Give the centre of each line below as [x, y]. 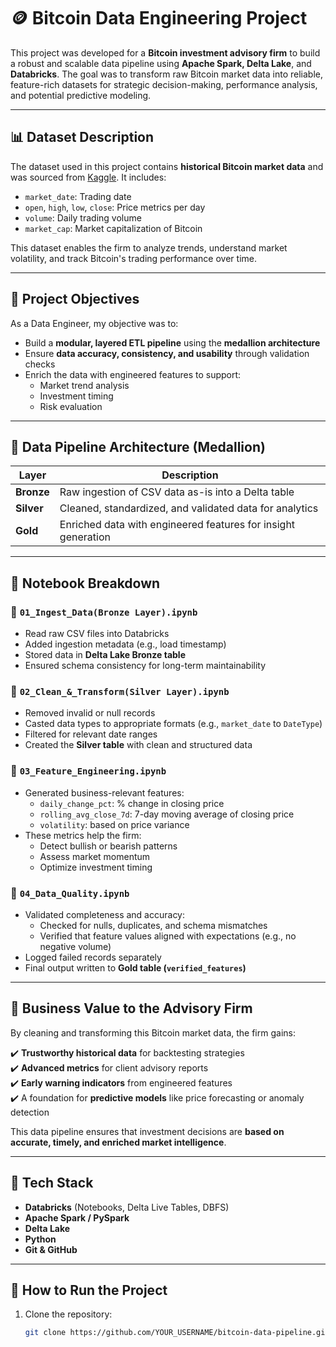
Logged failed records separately [93, 957]
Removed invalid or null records [90, 713]
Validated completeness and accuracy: [105, 914]
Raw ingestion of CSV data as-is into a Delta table [177, 492]
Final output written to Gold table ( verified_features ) [135, 967]
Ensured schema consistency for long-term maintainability [145, 666]
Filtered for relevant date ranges [91, 734]
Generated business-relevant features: [104, 792]
